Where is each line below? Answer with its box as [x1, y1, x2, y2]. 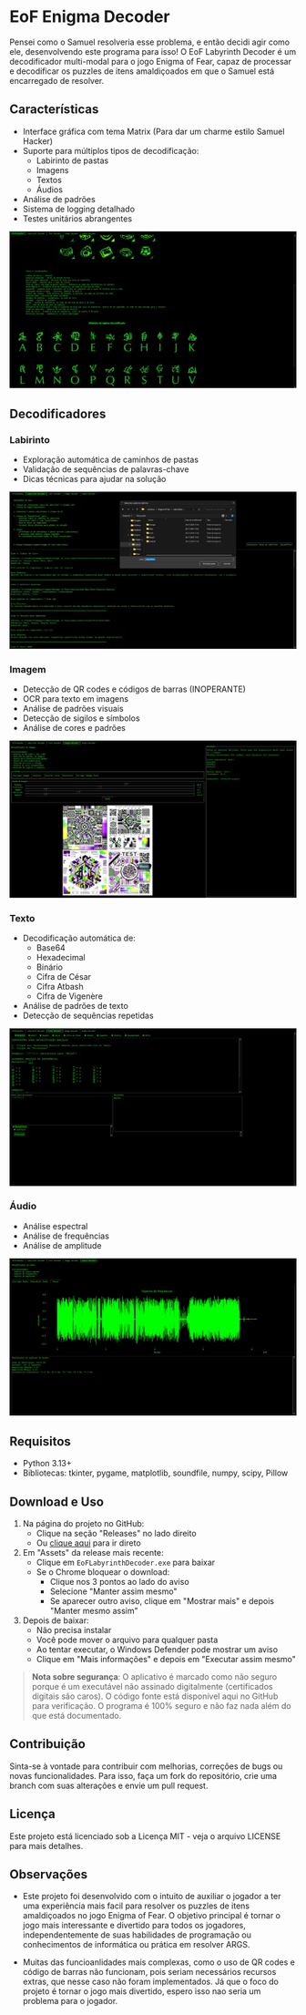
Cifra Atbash [36, 981, 84, 992]
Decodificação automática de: [22, 932, 137, 943]
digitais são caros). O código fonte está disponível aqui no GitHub [31, 1691, 279, 1701]
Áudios [36, 184, 64, 195]
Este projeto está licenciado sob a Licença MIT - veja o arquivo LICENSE [9, 1830, 281, 1842]
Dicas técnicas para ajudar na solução [22, 474, 167, 485]
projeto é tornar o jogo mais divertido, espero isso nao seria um [22, 1986, 261, 1997]
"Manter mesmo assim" [49, 1606, 138, 1617]
